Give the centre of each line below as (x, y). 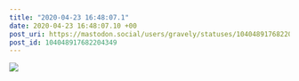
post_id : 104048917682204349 (63, 42)
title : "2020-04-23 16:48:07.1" (69, 17)
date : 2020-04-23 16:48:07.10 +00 (73, 26)
